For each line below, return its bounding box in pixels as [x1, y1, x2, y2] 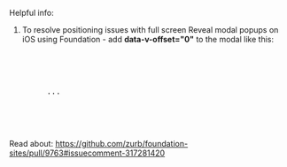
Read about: [9, 139, 54, 148]
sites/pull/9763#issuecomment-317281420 [9, 148, 166, 158]
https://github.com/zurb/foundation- [55, 139, 189, 148]
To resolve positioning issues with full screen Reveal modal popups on [21, 25, 279, 34]
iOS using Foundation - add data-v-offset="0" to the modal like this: [21, 34, 275, 44]
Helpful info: [9, 8, 55, 18]
